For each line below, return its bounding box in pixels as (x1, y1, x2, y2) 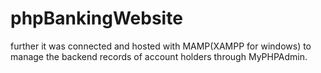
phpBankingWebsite (10, 7, 183, 30)
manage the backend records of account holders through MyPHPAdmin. (10, 50, 308, 62)
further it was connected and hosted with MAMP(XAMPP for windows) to (10, 40, 312, 52)
